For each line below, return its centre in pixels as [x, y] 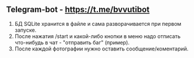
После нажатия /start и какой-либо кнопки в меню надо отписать [98, 36]
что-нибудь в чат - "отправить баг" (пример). [72, 42]
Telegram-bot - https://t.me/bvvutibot [78, 10]
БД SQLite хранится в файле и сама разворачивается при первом [98, 23]
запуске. [25, 30]
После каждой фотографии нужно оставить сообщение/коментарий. [101, 49]
